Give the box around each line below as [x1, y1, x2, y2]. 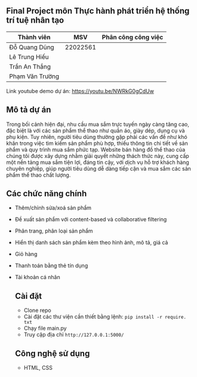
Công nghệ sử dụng [14, 348, 90, 359]
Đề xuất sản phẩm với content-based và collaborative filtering [14, 216, 167, 223]
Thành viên [17, 33, 51, 41]
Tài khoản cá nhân [14, 274, 61, 281]
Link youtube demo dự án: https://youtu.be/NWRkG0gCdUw [6, 87, 154, 94]
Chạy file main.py [23, 325, 67, 332]
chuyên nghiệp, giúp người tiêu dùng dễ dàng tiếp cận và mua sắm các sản [6, 165, 191, 172]
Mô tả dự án [6, 105, 51, 115]
